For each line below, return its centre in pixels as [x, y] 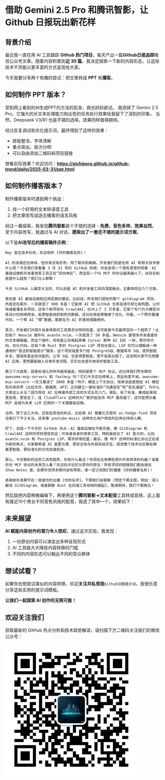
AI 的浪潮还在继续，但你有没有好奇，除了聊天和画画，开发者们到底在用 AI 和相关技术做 [82, 263]
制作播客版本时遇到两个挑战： [35, 199]
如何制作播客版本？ [34, 186]
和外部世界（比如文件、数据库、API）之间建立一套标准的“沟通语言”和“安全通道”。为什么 [82, 387]
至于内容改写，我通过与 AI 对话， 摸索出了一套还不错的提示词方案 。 [73, 232]
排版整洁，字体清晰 [32, 140]
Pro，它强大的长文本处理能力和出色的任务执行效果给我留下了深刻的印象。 [80, 113]
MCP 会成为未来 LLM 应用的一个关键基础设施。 [46, 403]
